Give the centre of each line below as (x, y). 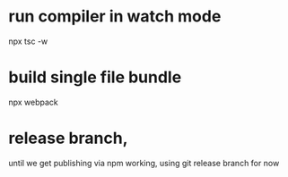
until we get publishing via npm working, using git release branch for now (144, 163)
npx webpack (34, 102)
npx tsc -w (28, 41)
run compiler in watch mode (115, 17)
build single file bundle (95, 77)
